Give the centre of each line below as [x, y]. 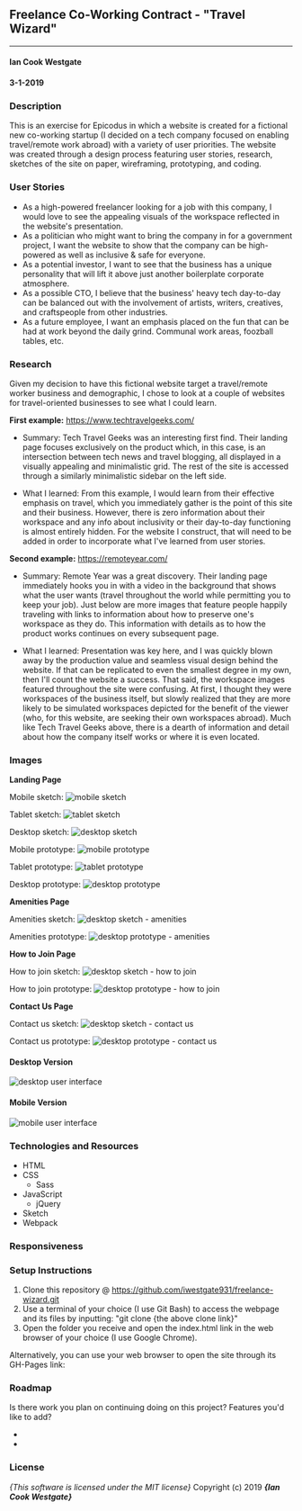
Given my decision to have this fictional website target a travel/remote [138, 383]
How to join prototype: [51, 989]
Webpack [40, 1222]
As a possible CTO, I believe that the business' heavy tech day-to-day [151, 292]
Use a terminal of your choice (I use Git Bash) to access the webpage [151, 1309]
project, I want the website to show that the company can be [134, 245]
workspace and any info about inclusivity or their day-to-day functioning [156, 522]
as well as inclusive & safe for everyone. [131, 255]
